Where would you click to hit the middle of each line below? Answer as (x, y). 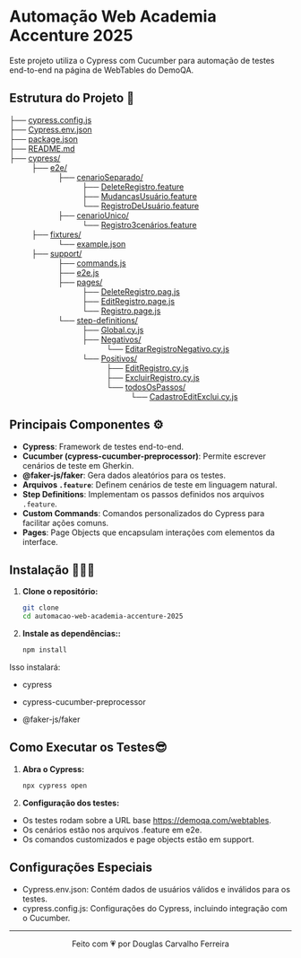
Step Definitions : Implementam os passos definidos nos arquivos (143, 494)
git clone (41, 608)
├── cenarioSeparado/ (100, 177)
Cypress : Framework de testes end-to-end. (103, 446)
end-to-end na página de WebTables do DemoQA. (102, 70)
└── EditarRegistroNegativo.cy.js (168, 348)
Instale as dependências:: (71, 634)
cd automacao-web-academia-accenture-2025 (103, 617)
